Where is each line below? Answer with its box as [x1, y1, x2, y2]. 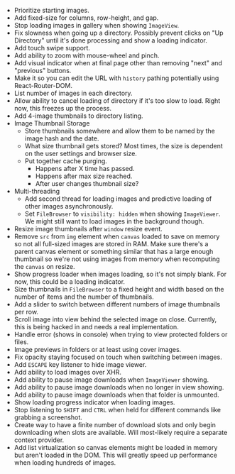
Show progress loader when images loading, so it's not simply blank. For [13, 270, 227, 278]
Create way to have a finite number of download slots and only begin [13, 421, 217, 429]
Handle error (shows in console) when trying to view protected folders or [13, 330, 228, 338]
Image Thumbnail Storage [13, 119, 90, 127]
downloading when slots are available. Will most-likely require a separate [13, 429, 228, 436]
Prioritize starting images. [13, 6, 90, 14]
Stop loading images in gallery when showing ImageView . [13, 21, 180, 29]
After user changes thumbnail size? [35, 180, 139, 187]
